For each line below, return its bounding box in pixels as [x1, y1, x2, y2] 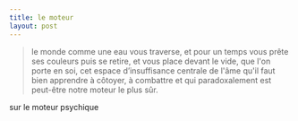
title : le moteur [9, 13, 74, 22]
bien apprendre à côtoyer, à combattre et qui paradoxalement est [30, 74, 272, 85]
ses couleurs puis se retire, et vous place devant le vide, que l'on [30, 56, 271, 66]
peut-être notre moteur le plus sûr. [30, 84, 158, 95]
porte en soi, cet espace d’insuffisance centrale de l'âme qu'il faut [30, 65, 276, 76]
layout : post [9, 22, 58, 30]
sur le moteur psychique [9, 101, 99, 112]
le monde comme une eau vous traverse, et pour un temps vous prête [30, 46, 289, 56]
